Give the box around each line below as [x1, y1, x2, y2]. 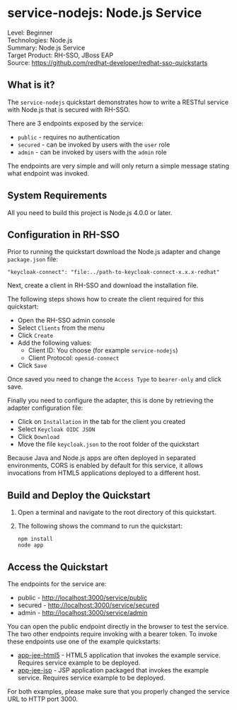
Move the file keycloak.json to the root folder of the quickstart [17, 440, 200, 449]
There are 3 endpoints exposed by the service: [7, 119, 144, 127]
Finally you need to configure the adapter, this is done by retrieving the [7, 396, 214, 405]
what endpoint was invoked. [7, 168, 90, 178]
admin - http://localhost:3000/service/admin [17, 609, 148, 617]
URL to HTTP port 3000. [7, 695, 79, 703]
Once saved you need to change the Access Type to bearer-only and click [7, 375, 221, 384]
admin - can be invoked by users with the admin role [17, 147, 168, 156]
